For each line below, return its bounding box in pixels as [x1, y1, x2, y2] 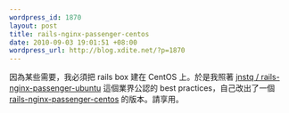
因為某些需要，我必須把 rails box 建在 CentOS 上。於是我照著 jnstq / [9, 72, 260, 83]
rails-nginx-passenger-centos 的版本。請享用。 [9, 94, 185, 105]
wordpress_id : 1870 [9, 12, 82, 22]
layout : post [9, 21, 58, 30]
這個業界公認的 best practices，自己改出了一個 [103, 83, 275, 93]
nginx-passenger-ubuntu [9, 83, 102, 93]
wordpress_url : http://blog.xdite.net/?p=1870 [9, 46, 186, 55]
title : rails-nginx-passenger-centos [9, 29, 150, 38]
